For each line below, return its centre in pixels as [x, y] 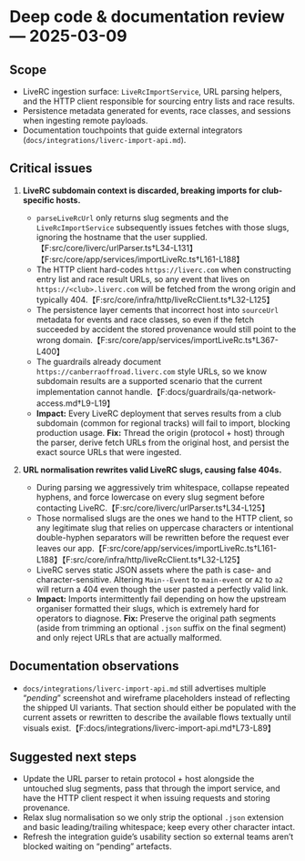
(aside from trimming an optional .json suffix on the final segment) [161, 628]
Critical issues [51, 169]
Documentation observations [94, 666]
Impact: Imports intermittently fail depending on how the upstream [161, 599]
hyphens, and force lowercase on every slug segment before [151, 497]
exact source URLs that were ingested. [109, 451]
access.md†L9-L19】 [76, 403]
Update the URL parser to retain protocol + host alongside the [138, 779]
